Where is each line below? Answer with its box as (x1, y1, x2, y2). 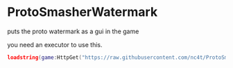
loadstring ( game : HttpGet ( (7, 53, 82, 61)
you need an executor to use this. (7, 40, 103, 49)
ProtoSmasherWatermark (7, 4, 158, 20)
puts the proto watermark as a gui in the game (7, 27, 139, 35)
